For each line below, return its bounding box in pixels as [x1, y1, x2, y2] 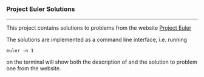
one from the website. [6, 65, 61, 72]
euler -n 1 [6, 48, 34, 54]
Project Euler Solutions [6, 5, 75, 13]
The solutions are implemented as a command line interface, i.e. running [6, 36, 187, 44]
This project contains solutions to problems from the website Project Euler [6, 24, 192, 32]
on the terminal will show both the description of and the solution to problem [6, 58, 197, 65]
